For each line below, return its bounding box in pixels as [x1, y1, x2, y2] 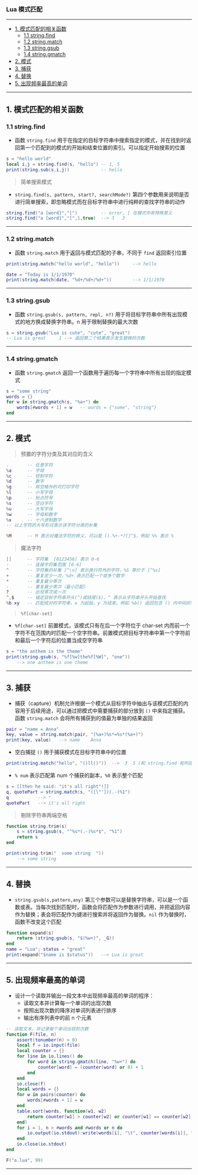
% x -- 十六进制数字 [6, 517, 62, 523]
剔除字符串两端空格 [20, 811, 68, 818]
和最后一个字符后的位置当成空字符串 [14, 637, 103, 644]
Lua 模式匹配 [6, 5, 43, 13]
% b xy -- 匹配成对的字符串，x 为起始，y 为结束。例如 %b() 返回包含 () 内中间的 [6, 600, 191, 606]
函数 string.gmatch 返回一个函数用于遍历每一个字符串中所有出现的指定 [14, 369, 187, 376]
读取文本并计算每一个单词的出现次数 [23, 999, 112, 1006]
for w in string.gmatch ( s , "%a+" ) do [6, 399, 99, 405]
